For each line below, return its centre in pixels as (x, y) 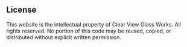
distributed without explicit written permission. (64, 37)
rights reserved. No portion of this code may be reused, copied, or (89, 31)
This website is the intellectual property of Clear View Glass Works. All (93, 24)
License (21, 10)
